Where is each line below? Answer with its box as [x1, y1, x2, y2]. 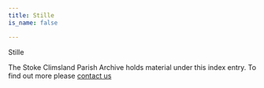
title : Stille [8, 11, 55, 20]
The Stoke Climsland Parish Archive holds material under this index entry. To [8, 62, 257, 71]
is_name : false [8, 19, 58, 27]
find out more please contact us [8, 71, 112, 80]
